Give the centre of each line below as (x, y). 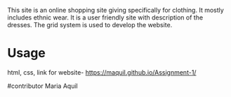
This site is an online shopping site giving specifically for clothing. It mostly (116, 10)
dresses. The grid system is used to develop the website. (90, 25)
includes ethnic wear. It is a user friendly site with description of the (105, 17)
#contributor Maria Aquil (43, 86)
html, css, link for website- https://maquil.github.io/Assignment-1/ (102, 72)
